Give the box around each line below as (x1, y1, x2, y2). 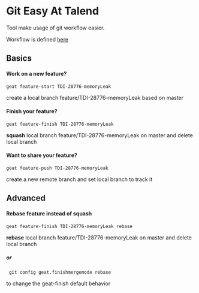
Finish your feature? (6, 108, 58, 115)
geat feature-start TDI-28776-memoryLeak (6, 83, 111, 90)
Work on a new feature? (6, 70, 67, 77)
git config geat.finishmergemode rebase (8, 269, 111, 275)
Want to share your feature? (6, 152, 78, 159)
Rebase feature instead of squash (6, 209, 92, 217)
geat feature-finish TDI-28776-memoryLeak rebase (6, 223, 133, 229)
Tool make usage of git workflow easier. (6, 24, 105, 31)
